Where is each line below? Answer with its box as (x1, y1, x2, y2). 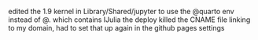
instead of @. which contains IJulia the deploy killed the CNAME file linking (8, 15, 251, 24)
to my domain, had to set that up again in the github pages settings (8, 24, 225, 32)
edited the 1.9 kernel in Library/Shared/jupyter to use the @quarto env (8, 7, 234, 16)
